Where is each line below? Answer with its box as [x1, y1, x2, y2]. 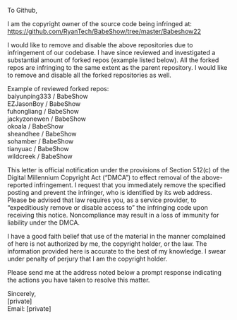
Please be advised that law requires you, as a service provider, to [7, 196, 197, 204]
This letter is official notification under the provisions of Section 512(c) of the [7, 166, 231, 174]
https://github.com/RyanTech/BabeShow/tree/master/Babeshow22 [7, 28, 202, 35]
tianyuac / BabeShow [7, 145, 69, 153]
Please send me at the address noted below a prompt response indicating [7, 268, 222, 276]
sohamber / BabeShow [7, 137, 74, 146]
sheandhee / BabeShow [7, 130, 77, 138]
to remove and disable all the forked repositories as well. [7, 71, 171, 79]
